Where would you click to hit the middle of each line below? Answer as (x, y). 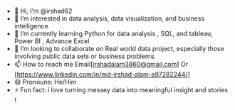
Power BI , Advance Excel (52, 41)
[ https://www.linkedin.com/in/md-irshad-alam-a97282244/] (102, 74)
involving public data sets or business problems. (85, 56)
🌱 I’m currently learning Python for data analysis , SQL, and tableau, (114, 33)
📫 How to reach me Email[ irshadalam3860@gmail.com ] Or (101, 64)
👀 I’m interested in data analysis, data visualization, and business (109, 18)
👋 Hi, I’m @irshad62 (43, 11)
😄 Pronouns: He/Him (45, 82)
